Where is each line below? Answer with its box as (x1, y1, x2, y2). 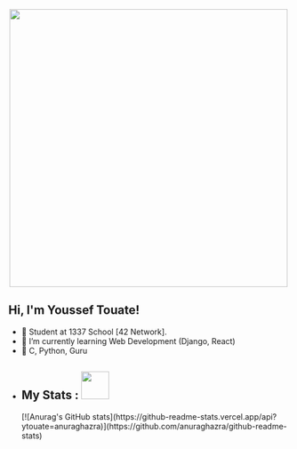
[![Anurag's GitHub (20, 411, 91, 421)
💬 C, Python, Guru (20, 345, 88, 356)
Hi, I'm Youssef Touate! (8, 302, 140, 318)
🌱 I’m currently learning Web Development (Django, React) (20, 335, 237, 346)
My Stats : (20, 388, 79, 403)
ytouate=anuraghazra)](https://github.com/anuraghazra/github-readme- (20, 421, 288, 431)
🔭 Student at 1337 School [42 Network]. (20, 326, 167, 337)
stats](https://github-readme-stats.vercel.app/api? (92, 411, 277, 421)
